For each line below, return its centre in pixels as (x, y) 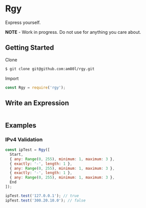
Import (12, 78)
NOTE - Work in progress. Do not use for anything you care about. (73, 32)
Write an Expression (37, 103)
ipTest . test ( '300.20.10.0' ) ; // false (45, 200)
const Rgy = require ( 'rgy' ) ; (35, 88)
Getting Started (30, 48)
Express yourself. (23, 22)
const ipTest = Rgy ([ (28, 150)
